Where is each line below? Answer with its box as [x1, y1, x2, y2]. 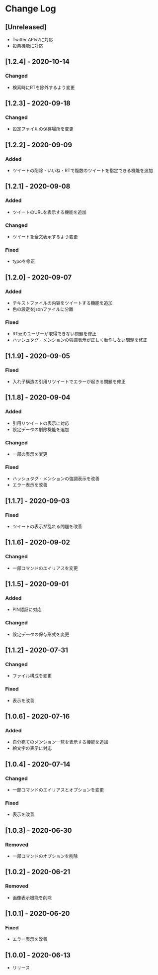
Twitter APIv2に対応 [12, 37, 54, 42]
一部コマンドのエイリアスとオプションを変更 [12, 787, 104, 793]
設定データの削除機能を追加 [12, 426, 70, 432]
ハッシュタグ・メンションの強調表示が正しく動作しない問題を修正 [12, 337, 148, 343]
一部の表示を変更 [12, 451, 48, 457]
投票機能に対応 [12, 43, 43, 49]
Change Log [5, 3, 56, 14]
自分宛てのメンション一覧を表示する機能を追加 [12, 739, 108, 745]
